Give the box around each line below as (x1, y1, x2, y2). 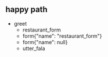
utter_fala (22, 45, 45, 52)
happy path (5, 5, 48, 15)
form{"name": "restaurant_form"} (22, 32, 102, 40)
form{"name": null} (22, 38, 68, 45)
